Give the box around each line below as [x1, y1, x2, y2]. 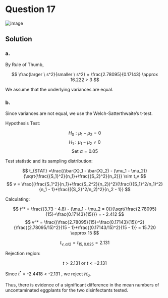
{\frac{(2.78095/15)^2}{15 [13, 224, 67, 230]
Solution [5, 35, 32, 43]
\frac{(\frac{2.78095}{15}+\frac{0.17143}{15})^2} [43, 219, 145, 225]
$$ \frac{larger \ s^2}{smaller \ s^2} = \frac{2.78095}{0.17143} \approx [11, 71, 158, 77]
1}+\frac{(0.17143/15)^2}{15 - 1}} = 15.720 [71, 224, 156, 230]
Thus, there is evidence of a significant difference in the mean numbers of [5, 281, 159, 288]
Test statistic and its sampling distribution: [5, 158, 93, 164]
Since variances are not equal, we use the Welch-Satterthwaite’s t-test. [5, 110, 153, 116]
